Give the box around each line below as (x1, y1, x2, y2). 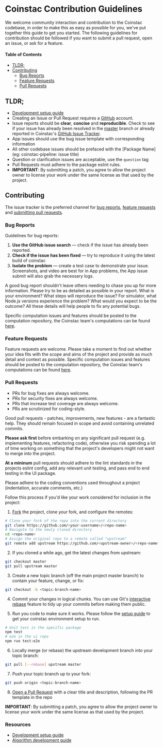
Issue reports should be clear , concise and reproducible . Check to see (12, 120, 155, 126)
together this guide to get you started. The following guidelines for (5, 30, 138, 36)
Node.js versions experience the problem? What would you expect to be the (5, 298, 157, 304)
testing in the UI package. (5, 470, 57, 476)
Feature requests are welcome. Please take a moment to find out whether (5, 346, 152, 352)
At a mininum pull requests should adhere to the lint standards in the (5, 460, 142, 466)
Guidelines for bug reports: (5, 233, 59, 239)
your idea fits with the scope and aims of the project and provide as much (5, 352, 153, 357)
